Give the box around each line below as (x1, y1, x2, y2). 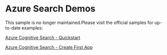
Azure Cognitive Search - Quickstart (5, 34, 80, 40)
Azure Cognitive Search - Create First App (5, 44, 93, 50)
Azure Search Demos (5, 3, 96, 14)
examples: (22, 24, 43, 30)
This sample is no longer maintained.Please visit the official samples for (5, 19, 153, 25)
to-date (5, 24, 21, 30)
